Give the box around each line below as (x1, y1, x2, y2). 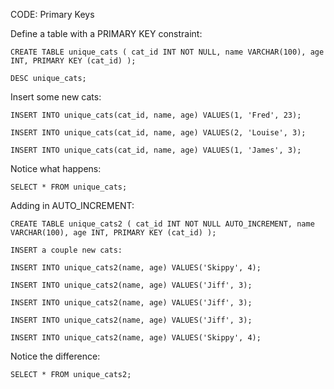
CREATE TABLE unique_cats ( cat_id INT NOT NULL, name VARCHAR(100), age (10, 47, 325, 57)
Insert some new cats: (10, 91, 102, 103)
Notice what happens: (10, 163, 102, 174)
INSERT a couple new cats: (10, 245, 123, 255)
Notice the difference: (10, 350, 101, 362)
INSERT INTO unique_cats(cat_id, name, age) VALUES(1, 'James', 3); (10, 145, 302, 155)
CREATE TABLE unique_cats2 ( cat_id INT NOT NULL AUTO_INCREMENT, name (10, 219, 315, 229)
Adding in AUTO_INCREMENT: (10, 200, 135, 211)
